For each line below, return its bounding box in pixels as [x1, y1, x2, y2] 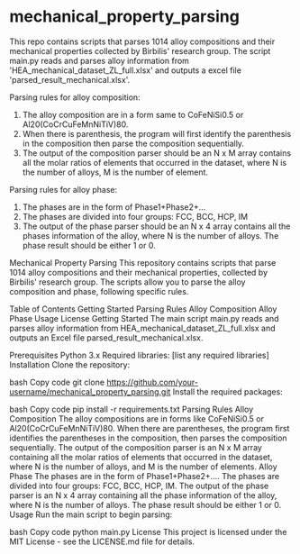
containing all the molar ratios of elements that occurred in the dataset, [9, 451, 273, 462]
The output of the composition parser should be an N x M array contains [22, 147, 291, 159]
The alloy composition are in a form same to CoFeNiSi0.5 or [22, 109, 244, 120]
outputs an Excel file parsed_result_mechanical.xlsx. [9, 331, 204, 343]
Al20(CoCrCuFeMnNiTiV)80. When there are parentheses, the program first [9, 422, 290, 433]
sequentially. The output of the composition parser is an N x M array [9, 441, 263, 452]
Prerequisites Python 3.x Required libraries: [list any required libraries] [9, 350, 270, 360]
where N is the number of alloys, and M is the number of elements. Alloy [9, 461, 277, 472]
